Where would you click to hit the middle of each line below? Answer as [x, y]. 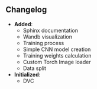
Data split [35, 68]
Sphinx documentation [50, 30]
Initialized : [27, 74]
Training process [43, 43]
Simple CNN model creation [57, 49]
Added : [23, 24]
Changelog [26, 10]
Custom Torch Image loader [57, 62]
